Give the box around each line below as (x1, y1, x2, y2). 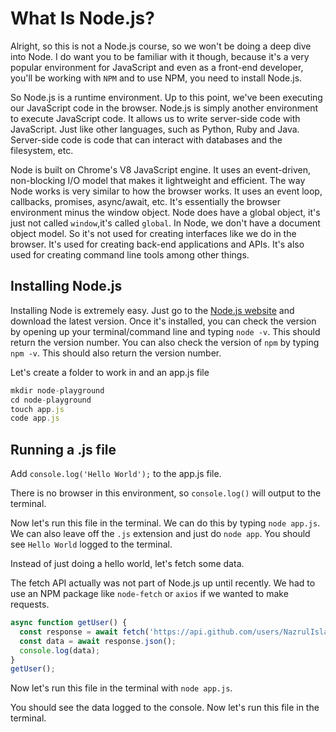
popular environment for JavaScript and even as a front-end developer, (10, 61, 304, 73)
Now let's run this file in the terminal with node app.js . (10, 682, 233, 694)
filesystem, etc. (10, 144, 74, 156)
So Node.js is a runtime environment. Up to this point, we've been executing (10, 91, 323, 103)
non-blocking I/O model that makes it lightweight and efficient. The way (10, 174, 306, 186)
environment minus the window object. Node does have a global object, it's (10, 206, 321, 218)
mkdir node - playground (10, 385, 105, 396)
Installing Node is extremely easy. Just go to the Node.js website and (10, 304, 295, 316)
